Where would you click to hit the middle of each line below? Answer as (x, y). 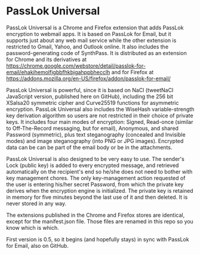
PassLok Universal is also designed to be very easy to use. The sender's (96, 159)
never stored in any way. (36, 203)
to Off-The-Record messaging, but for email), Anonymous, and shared (93, 128)
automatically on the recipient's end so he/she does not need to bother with (99, 171)
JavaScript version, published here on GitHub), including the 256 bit (90, 96)
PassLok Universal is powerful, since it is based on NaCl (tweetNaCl (90, 90)
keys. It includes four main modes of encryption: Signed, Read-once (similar (100, 122)
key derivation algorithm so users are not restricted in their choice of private (100, 116)
